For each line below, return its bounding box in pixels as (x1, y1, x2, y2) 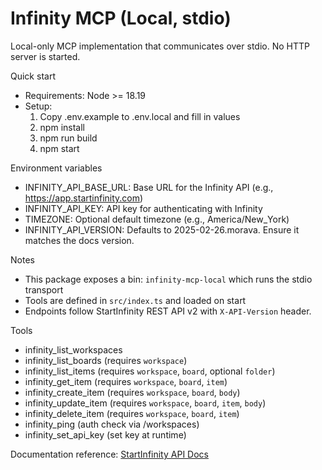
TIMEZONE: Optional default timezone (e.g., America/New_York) (24, 213, 290, 225)
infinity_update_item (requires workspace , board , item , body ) (24, 397, 267, 409)
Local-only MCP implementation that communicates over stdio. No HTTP (10, 40, 310, 52)
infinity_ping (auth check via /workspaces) (24, 418, 200, 430)
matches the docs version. (24, 234, 135, 246)
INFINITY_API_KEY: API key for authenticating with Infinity (24, 202, 263, 214)
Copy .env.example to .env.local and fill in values (39, 110, 241, 122)
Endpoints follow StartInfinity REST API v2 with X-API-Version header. (24, 305, 312, 317)
